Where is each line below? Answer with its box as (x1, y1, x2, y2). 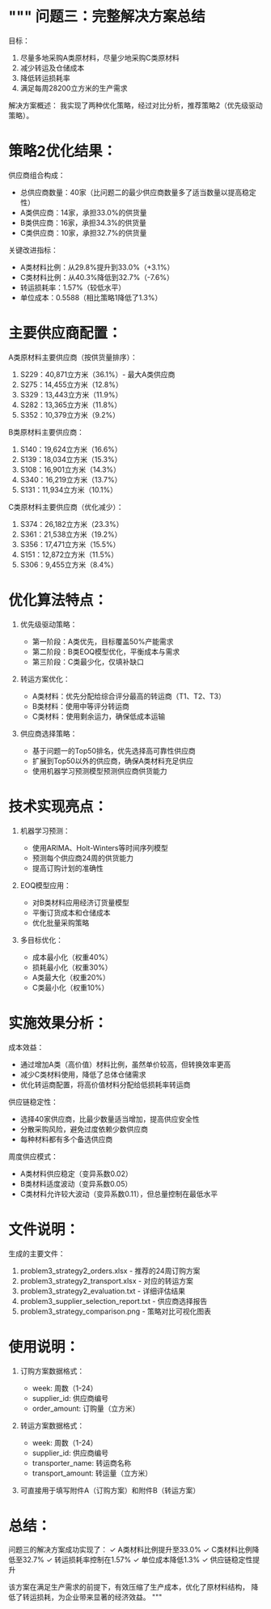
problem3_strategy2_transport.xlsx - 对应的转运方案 (19, 1276, 194, 1285)
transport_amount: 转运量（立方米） (32, 1468, 153, 1478)
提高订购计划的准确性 (32, 863, 104, 872)
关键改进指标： (8, 244, 58, 255)
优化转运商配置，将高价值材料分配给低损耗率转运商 (19, 1080, 191, 1089)
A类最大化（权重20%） (32, 972, 111, 982)
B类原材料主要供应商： (8, 427, 85, 437)
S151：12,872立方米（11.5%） (19, 550, 119, 559)
